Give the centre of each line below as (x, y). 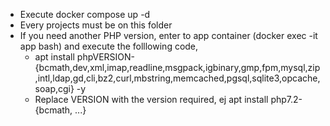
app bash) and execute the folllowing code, (109, 46)
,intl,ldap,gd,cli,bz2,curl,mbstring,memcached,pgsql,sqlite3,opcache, (177, 78)
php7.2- (286, 99)
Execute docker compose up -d (85, 14)
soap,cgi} (54, 88)
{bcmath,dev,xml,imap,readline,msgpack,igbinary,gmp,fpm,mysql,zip (177, 67)
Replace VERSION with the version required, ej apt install (151, 99)
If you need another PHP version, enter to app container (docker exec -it (168, 35)
